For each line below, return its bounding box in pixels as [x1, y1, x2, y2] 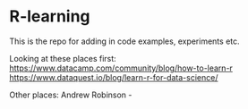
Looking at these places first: [9, 53, 116, 63]
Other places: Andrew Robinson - [9, 89, 133, 100]
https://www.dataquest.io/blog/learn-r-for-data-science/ [9, 71, 218, 82]
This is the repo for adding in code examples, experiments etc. [9, 36, 240, 46]
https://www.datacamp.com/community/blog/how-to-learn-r [9, 63, 233, 73]
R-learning [9, 6, 91, 27]
